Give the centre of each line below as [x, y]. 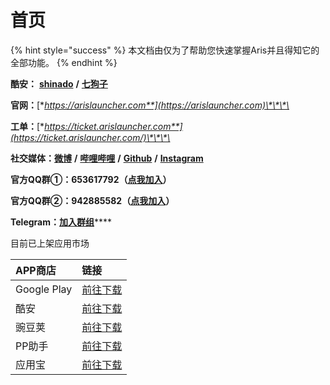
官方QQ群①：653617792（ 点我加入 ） [91, 179]
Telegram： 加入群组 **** [61, 222]
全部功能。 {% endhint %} [64, 62]
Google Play [44, 289]
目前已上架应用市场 [50, 243]
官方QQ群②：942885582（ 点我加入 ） [92, 200]
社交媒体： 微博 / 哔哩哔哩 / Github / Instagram [107, 158]
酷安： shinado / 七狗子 [59, 83]
